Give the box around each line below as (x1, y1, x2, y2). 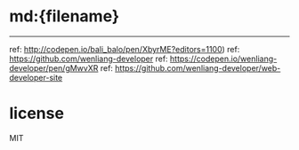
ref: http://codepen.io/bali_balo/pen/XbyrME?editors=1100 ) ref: (9, 43, 240, 54)
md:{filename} (9, 6, 120, 27)
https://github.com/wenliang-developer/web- (115, 62, 281, 73)
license (9, 104, 65, 123)
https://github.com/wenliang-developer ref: (9, 53, 168, 64)
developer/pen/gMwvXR (9, 62, 99, 73)
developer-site (9, 72, 63, 83)
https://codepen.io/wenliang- (169, 53, 278, 64)
